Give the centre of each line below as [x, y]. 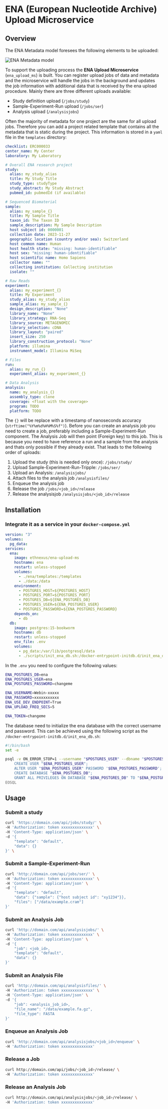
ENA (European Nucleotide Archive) [81, 9]
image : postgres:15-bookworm [44, 628]
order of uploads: [23, 452]
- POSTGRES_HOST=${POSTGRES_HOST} [54, 590]
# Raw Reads [17, 281]
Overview [21, 38]
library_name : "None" [32, 313]
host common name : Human [35, 244]
